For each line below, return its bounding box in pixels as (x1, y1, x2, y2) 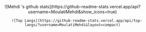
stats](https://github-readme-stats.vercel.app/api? (39, 4, 141, 9)
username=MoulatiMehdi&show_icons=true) (28, 9, 117, 15)
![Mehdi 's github (4, 4, 38, 9)
